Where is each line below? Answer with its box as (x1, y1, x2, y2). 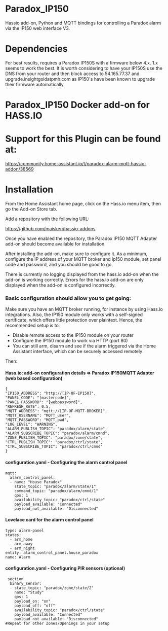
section (7, 577, 24, 582)
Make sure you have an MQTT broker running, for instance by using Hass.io (5, 306, 163, 312)
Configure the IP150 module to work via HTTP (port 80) (12, 338, 128, 344)
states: (5, 532, 22, 538)
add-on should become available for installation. (5, 240, 106, 247)
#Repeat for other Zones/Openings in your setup (5, 621, 110, 626)
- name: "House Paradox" (10, 479, 62, 484)
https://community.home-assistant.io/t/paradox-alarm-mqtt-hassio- (5, 161, 147, 166)
